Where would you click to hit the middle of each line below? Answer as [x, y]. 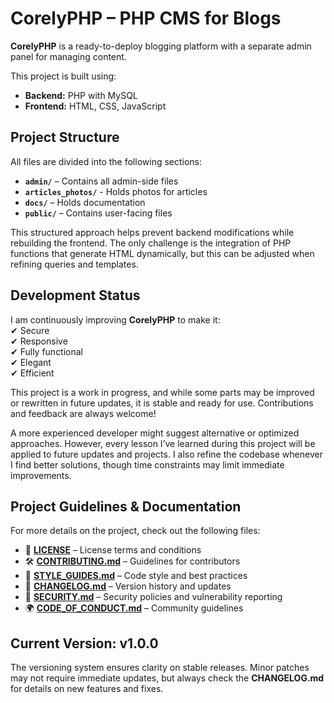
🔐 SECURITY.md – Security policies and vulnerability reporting [153, 597]
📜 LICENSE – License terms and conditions [113, 550]
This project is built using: [63, 76]
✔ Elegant [31, 362]
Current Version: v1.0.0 [84, 643]
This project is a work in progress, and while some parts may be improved [162, 392]
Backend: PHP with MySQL [81, 95]
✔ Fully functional [47, 351]
